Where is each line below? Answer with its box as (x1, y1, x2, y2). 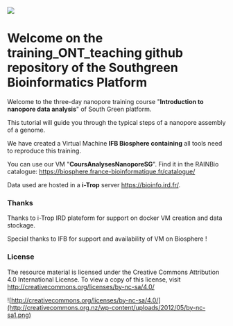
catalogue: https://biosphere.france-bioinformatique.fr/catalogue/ (7, 167, 196, 175)
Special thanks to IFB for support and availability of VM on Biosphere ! (7, 234, 207, 243)
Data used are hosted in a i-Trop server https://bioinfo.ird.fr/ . (7, 180, 181, 189)
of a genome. (7, 126, 46, 134)
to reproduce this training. (7, 146, 82, 155)
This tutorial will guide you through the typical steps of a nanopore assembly (7, 118, 226, 126)
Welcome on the (7, 31, 103, 46)
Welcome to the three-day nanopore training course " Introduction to (7, 97, 204, 105)
